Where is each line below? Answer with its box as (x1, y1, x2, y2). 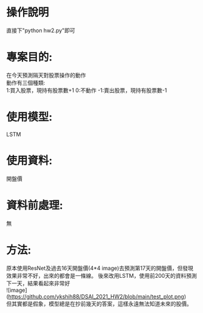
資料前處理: (6, 198, 64, 212)
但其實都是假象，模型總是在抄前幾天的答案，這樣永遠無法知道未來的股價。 (6, 300, 192, 307)
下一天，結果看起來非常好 (6, 280, 70, 287)
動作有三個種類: (6, 79, 45, 86)
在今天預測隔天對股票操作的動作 (6, 71, 86, 79)
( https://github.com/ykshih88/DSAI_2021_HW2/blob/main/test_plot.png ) (6, 292, 187, 300)
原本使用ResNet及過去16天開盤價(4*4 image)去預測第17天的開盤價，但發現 (6, 264, 194, 272)
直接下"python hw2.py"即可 (6, 27, 76, 34)
